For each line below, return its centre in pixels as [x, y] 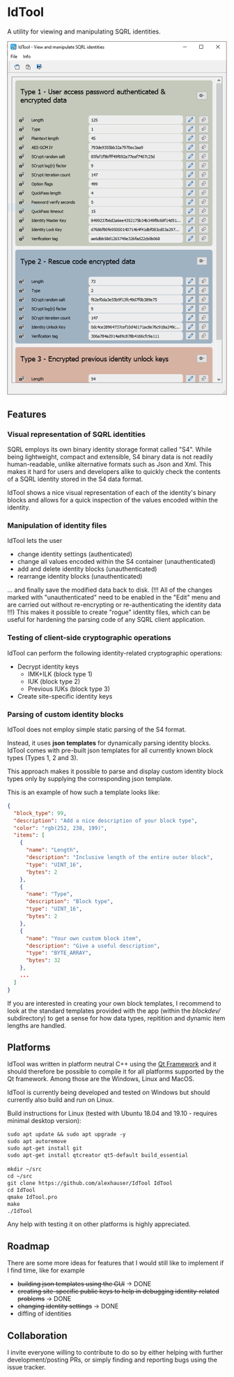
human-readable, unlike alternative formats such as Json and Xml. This [109, 464]
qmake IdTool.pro [32, 1198]
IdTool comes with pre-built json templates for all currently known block [110, 750]
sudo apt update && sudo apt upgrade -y [67, 1135]
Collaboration [37, 1335]
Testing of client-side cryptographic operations [89, 638]
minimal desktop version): [44, 1121]
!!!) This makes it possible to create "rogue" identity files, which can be [109, 612]
